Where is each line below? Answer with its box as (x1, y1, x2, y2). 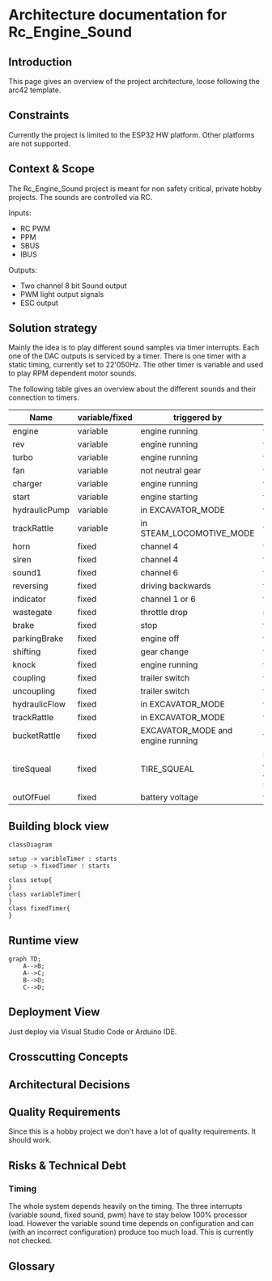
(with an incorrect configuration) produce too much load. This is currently (8, 1228, 254, 1237)
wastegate (12, 607, 53, 618)
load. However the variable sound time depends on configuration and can (8, 1219, 254, 1228)
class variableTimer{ (8, 890, 82, 899)
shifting (12, 646, 41, 657)
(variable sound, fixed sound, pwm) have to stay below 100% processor (8, 1210, 249, 1219)
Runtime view (8, 933, 79, 948)
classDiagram (8, 841, 53, 849)
